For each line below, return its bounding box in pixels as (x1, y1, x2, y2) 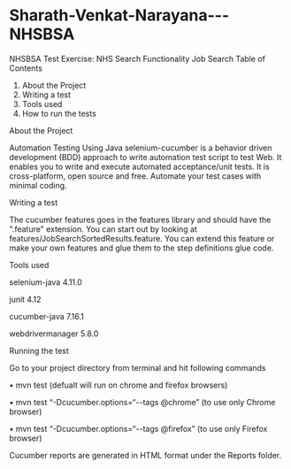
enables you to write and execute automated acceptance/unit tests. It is (9, 161, 270, 172)
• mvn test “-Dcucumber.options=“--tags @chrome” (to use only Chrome (9, 396, 276, 407)
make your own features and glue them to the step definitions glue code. (9, 242, 274, 253)
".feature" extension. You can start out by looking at (9, 223, 197, 234)
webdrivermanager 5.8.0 (9, 328, 99, 339)
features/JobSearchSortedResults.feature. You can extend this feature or (9, 233, 275, 243)
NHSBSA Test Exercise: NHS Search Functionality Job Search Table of (9, 53, 265, 64)
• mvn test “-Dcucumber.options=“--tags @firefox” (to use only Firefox (9, 423, 268, 434)
